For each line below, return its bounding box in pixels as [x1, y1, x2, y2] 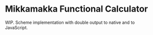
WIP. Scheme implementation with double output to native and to [5, 19, 135, 25]
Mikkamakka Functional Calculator [5, 3, 148, 15]
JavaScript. [5, 24, 28, 30]
